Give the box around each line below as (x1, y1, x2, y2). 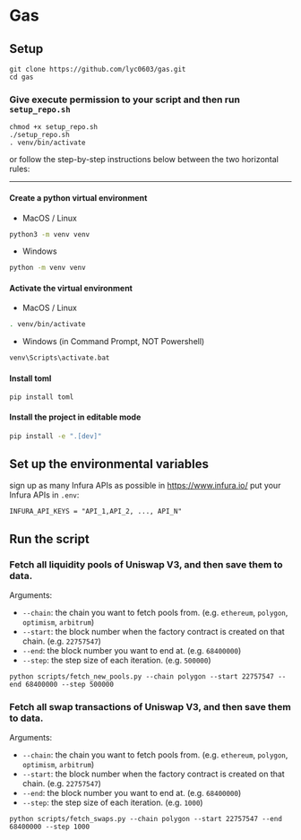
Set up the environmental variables (9, 456, 209, 472)
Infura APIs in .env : (9, 489, 80, 500)
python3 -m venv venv (9, 229, 90, 238)
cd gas (9, 73, 34, 82)
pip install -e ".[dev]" (9, 431, 102, 440)
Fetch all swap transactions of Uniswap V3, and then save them (9, 700, 291, 713)
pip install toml (9, 393, 74, 402)
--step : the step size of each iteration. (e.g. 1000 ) (21, 797, 203, 808)
